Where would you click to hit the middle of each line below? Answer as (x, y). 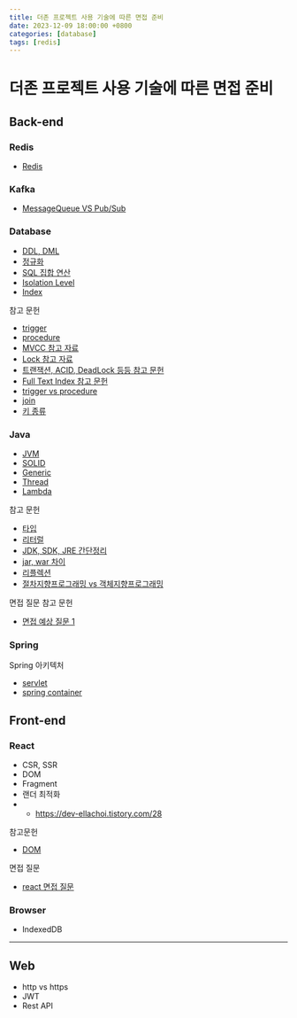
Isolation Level (48, 282)
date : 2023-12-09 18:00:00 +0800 (71, 26)
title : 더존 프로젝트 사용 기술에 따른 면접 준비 (87, 17)
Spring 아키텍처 (37, 665)
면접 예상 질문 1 (48, 622)
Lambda (37, 492)
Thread (35, 482)
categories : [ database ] (53, 34)
